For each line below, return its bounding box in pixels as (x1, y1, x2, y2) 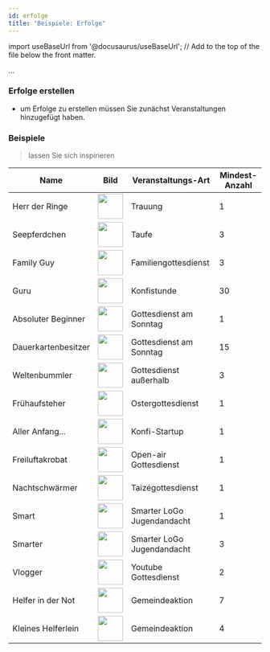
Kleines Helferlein (12, 623, 80, 634)
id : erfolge (8, 11, 48, 20)
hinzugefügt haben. (19, 112, 86, 121)
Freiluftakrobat (12, 454, 68, 465)
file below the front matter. (8, 50, 96, 59)
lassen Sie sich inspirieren (27, 150, 115, 161)
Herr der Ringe (12, 201, 68, 212)
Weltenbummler (12, 370, 72, 381)
